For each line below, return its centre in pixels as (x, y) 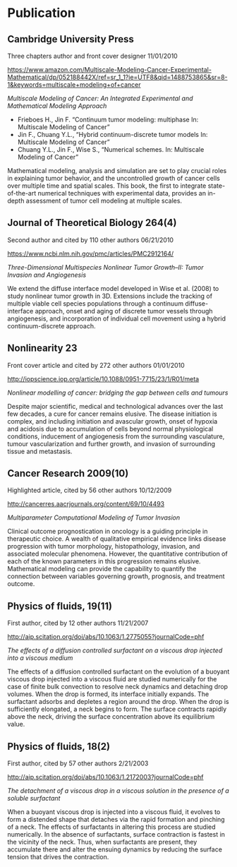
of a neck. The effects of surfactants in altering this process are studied (112, 827)
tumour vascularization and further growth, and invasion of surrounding (111, 443)
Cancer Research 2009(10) (68, 473)
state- (217, 186)
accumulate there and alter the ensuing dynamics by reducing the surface (115, 849)
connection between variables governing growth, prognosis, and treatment (116, 576)
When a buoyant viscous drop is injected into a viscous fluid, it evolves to (114, 812)
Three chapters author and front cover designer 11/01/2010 (92, 56)
